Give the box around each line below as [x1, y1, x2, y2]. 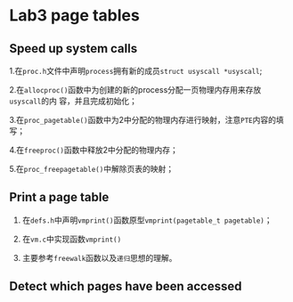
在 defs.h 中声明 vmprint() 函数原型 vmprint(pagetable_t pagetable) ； [21, 215, 273, 225]
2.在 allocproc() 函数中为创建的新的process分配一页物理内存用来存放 [9, 85, 262, 94]
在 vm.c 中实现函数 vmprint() [21, 233, 122, 244]
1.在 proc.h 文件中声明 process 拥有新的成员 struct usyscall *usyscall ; [9, 66, 263, 76]
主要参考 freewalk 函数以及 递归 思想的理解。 [21, 252, 177, 263]
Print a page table [9, 190, 110, 205]
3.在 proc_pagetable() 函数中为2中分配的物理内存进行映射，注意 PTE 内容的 [9, 115, 276, 125]
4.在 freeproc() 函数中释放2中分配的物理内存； [9, 144, 178, 155]
